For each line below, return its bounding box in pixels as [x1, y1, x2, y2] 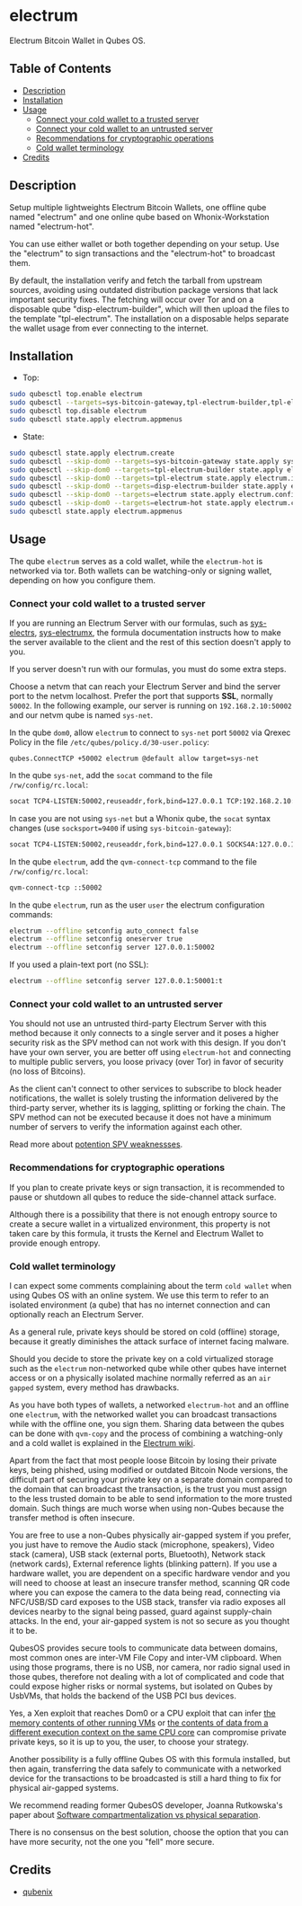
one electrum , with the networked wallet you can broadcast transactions [9, 1409, 277, 1420]
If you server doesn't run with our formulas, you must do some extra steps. [9, 663, 287, 674]
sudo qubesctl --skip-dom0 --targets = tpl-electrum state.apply [9, 474, 252, 483]
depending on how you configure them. [9, 574, 155, 585]
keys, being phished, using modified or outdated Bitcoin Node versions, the [9, 1465, 289, 1475]
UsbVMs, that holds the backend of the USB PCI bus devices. [9, 1690, 236, 1701]
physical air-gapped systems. [9, 1783, 120, 1793]
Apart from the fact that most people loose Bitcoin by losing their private [9, 1455, 277, 1466]
